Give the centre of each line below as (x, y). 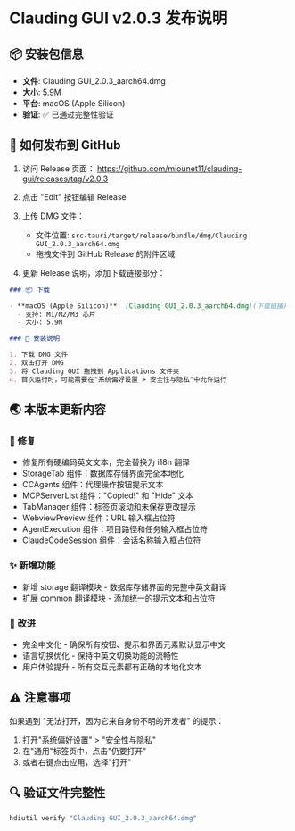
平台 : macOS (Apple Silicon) (74, 103)
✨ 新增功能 (33, 566)
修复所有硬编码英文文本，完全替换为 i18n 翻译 (106, 462)
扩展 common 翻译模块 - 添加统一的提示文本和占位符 (119, 598)
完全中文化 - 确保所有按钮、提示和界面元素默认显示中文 (124, 644)
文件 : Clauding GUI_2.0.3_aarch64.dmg (94, 81)
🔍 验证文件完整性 (57, 793)
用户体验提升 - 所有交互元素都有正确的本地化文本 (112, 667)
